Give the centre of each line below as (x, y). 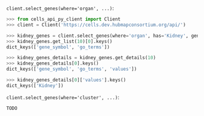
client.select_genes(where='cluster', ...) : (63, 97)
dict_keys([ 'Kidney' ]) (35, 85)
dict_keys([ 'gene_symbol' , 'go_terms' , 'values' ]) (72, 69)
